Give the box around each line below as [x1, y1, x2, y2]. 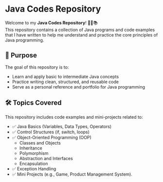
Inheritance [19, 145, 42, 151]
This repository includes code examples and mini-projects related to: [5, 114, 143, 120]
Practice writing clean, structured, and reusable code [12, 79, 119, 85]
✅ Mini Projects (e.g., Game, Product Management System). [12, 171, 132, 177]
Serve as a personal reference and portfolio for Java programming [12, 84, 145, 90]
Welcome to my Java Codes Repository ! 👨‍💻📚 [5, 19, 98, 25]
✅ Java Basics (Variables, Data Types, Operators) [12, 123, 112, 129]
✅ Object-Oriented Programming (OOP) [12, 134, 91, 140]
